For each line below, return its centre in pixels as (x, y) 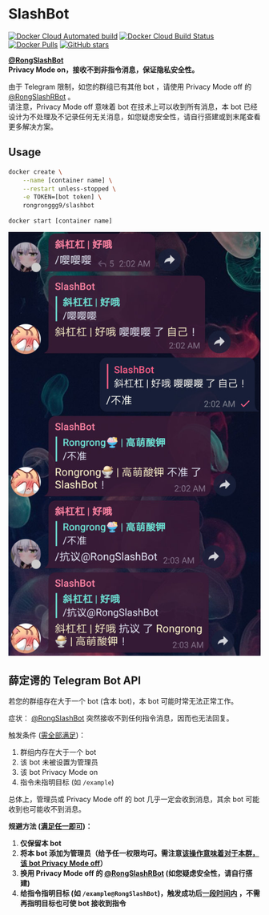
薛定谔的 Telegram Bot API (75, 680)
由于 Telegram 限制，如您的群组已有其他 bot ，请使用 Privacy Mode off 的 (130, 86)
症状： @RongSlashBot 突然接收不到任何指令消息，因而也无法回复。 (121, 718)
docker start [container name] (60, 221)
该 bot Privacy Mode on (59, 773)
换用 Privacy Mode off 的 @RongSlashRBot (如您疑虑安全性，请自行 (132, 873)
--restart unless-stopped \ (69, 189)
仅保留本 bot (40, 843)
